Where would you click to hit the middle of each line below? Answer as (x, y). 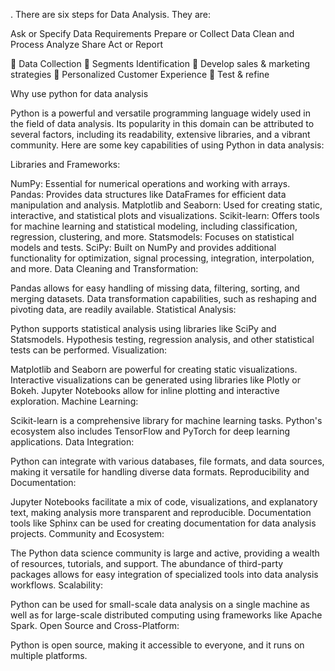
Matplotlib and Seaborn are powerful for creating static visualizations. (154, 369)
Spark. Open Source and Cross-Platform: (95, 625)
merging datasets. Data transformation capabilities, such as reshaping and (163, 298)
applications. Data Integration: (72, 442)
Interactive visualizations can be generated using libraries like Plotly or (155, 380)
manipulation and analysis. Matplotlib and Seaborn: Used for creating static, (166, 205)
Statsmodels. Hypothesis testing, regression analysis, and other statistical (162, 339)
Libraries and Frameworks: (65, 164)
